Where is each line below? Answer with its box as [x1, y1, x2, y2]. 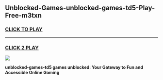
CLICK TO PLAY [5, 26, 43, 33]
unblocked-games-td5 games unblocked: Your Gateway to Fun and [5, 64, 144, 70]
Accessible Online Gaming [5, 69, 60, 75]
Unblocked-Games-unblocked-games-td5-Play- [5, 4, 155, 12]
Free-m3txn [5, 12, 42, 20]
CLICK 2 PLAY [5, 44, 39, 51]
